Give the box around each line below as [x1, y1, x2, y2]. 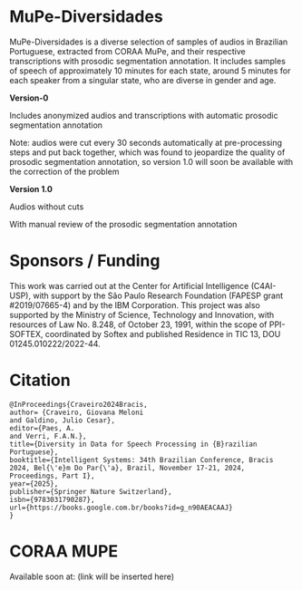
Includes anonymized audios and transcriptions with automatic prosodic [9, 110, 278, 121]
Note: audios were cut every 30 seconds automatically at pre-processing [9, 137, 283, 148]
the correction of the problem [9, 166, 120, 177]
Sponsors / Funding [9, 251, 161, 271]
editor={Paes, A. [9, 423, 75, 432]
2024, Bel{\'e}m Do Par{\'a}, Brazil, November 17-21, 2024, [9, 463, 246, 472]
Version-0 [9, 92, 49, 103]
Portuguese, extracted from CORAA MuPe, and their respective [9, 45, 247, 56]
